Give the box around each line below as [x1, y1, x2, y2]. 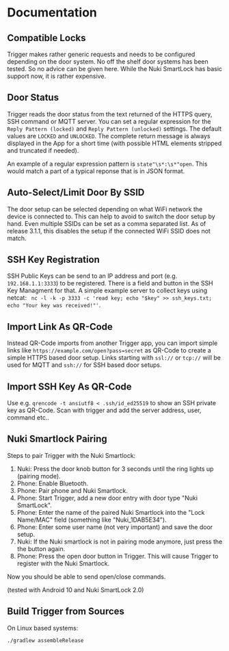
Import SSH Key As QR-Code [7, 381, 132, 392]
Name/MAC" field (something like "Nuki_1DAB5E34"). [16, 515, 167, 524]
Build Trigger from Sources [7, 606, 125, 617]
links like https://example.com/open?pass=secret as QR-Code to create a [7, 346, 211, 355]
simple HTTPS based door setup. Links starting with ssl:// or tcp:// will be [7, 354, 221, 362]
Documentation [7, 5, 98, 21]
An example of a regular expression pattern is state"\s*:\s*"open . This [7, 159, 208, 168]
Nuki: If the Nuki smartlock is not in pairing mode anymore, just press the [16, 537, 223, 546]
